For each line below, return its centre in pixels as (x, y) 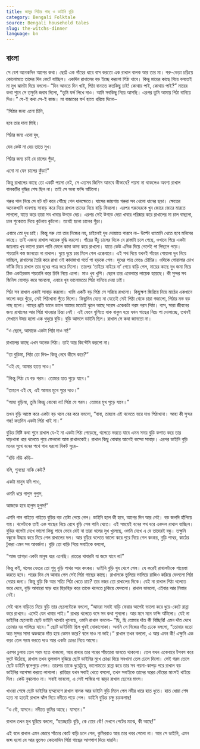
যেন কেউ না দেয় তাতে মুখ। (29, 146)
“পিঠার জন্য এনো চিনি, (25, 111)
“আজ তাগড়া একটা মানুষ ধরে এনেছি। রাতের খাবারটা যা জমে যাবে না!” (65, 556)
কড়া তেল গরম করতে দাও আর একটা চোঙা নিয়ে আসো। (53, 640)
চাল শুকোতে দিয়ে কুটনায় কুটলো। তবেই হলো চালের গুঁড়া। (55, 221)
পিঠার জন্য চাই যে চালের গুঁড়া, (31, 158)
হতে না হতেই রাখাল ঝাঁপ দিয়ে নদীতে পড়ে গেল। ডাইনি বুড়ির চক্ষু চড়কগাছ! (69, 697)
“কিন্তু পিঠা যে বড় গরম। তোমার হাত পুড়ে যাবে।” (48, 378)
